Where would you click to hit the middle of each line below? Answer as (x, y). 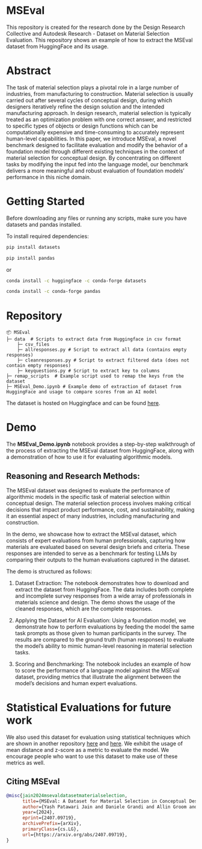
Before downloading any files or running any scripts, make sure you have (97, 218)
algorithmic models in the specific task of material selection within (88, 497)
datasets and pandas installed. (44, 224)
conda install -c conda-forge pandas (54, 292)
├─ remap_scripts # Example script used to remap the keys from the (95, 376)
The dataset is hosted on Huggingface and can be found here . (83, 403)
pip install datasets (33, 247)
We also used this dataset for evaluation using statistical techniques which (98, 737)
